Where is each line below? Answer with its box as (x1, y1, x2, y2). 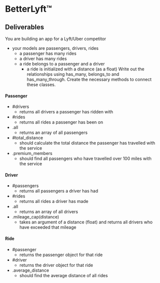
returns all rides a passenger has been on (19, 119, 103, 125)
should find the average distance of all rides (19, 272, 108, 278)
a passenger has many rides (19, 50, 77, 56)
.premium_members (12, 151, 53, 156)
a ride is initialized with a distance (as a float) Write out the (26, 66, 145, 72)
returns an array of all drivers (19, 209, 78, 215)
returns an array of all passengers (19, 130, 88, 135)
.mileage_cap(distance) (12, 214, 60, 220)
